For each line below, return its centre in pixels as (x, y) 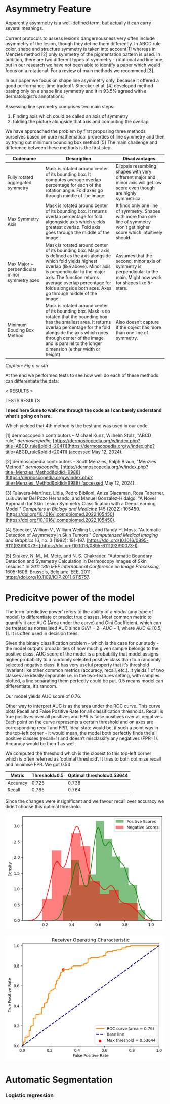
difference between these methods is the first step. (59, 147)
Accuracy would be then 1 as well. (41, 743)
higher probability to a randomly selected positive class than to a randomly (83, 659)
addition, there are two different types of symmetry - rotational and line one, (84, 59)
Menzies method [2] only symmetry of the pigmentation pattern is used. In (83, 54)
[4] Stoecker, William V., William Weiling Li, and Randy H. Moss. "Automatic (83, 529)
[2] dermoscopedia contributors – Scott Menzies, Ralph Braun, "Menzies (81, 461)
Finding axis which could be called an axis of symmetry (70, 116)
